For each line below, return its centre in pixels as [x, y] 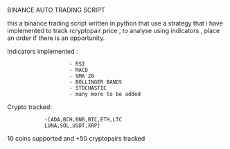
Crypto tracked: [29, 107]
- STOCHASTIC [88, 88]
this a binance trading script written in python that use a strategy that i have [115, 23]
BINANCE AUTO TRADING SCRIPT [56, 10]
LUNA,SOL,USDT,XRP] [72, 126]
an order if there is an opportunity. [56, 38]
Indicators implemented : [43, 51]
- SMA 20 [82, 76]
